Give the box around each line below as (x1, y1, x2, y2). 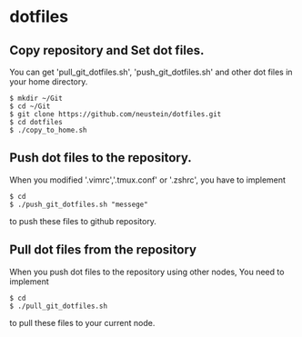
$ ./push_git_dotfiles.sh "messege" (9, 200, 148, 209)
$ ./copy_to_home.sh (9, 125, 88, 134)
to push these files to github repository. (9, 215, 157, 226)
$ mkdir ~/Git (9, 94, 64, 103)
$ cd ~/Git (9, 102, 51, 111)
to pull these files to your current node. (9, 317, 156, 328)
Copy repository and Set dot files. (9, 43, 205, 58)
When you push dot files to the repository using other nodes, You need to (9, 266, 285, 277)
